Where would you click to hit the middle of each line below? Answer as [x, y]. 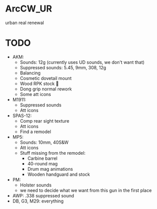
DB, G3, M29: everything [38, 201]
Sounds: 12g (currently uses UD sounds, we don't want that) [82, 62]
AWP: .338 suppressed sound [43, 195]
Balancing [30, 73]
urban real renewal [25, 23]
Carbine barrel [42, 158]
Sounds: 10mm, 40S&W [44, 142]
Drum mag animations [50, 169]
